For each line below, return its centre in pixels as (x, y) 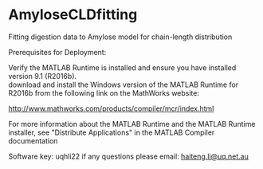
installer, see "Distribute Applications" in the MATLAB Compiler (112, 132)
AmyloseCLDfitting (73, 15)
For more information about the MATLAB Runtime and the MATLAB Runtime (132, 124)
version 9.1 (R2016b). (43, 76)
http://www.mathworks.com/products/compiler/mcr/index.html (111, 108)
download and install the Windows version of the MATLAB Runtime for (124, 84)
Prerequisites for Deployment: (57, 52)
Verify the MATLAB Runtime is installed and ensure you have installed (122, 67)
